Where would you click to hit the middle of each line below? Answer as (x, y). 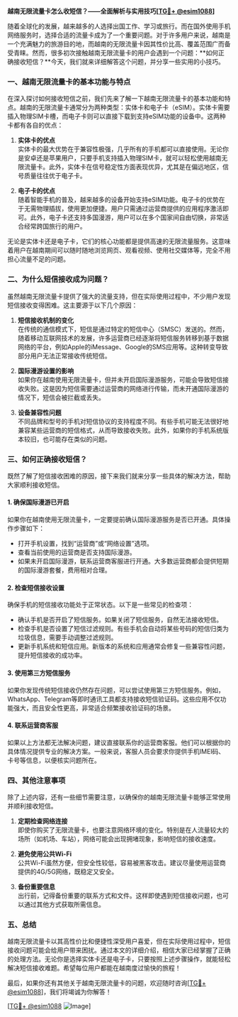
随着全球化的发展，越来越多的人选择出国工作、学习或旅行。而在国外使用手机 (119, 26)
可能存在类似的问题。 (80, 439)
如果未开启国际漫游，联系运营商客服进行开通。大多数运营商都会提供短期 (123, 561)
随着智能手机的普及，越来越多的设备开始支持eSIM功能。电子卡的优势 (118, 200)
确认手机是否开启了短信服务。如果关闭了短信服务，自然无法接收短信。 (120, 620)
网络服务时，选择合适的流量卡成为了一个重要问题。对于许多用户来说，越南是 (119, 35)
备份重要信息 (36, 887)
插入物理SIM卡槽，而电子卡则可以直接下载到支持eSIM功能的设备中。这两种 (117, 116)
